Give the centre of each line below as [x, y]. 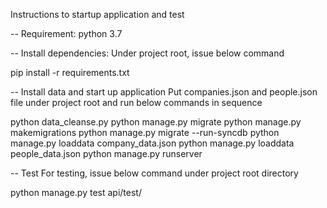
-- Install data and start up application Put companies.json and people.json [164, 92]
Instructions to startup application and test [97, 14]
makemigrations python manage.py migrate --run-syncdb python [145, 132]
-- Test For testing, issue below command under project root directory [154, 173]
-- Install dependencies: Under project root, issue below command [147, 53]
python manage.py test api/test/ [76, 192]
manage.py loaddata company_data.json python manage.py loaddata [152, 143]
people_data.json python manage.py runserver [106, 153]
